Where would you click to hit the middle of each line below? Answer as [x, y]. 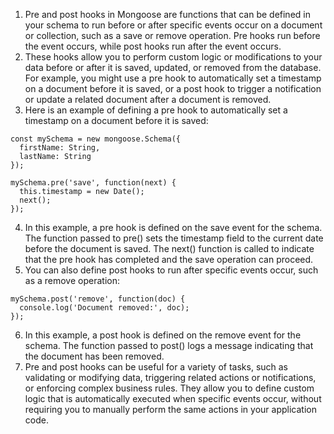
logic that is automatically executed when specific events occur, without [173, 398]
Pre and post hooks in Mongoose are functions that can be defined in [167, 14]
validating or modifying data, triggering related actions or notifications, [170, 377]
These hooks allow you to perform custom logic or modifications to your [173, 57]
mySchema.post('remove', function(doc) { [98, 299]
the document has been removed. [94, 356]
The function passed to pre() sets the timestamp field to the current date [174, 238]
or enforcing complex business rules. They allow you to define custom [169, 388]
